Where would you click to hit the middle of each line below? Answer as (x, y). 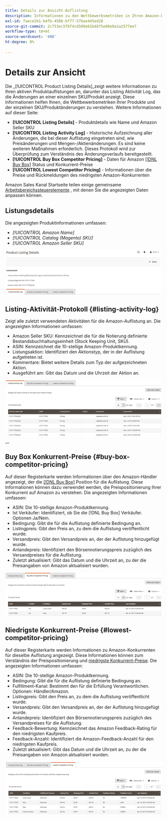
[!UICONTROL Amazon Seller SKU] (48, 243)
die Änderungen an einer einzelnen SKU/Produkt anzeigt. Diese (70, 96)
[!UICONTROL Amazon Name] (43, 232)
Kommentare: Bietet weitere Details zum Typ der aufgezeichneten (80, 362)
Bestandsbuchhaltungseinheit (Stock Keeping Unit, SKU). (71, 341)
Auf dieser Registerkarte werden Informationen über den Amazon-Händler (81, 477)
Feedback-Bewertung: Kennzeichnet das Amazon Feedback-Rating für (85, 728)
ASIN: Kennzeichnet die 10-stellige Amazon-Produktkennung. (75, 347)
